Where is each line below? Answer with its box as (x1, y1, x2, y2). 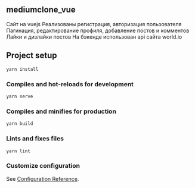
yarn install (6, 66, 39, 72)
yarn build (6, 121, 33, 127)
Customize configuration (6, 162, 81, 170)
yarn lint (6, 148, 31, 154)
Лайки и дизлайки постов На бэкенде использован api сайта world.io (6, 33, 182, 40)
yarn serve (6, 93, 33, 99)
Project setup (6, 51, 58, 61)
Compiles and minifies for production (6, 107, 116, 115)
